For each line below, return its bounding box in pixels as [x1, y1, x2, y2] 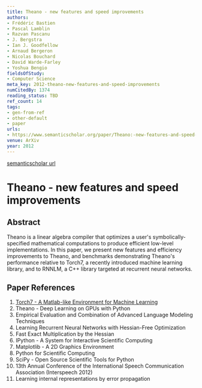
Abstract [7, 217, 41, 227]
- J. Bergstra [7, 37, 43, 43]
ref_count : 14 [7, 98, 43, 104]
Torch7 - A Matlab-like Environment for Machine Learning [15, 298, 158, 306]
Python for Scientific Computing [15, 350, 95, 357]
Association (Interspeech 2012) [15, 369, 93, 376]
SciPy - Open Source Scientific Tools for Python [15, 356, 134, 363]
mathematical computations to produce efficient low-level [31, 239, 174, 247]
